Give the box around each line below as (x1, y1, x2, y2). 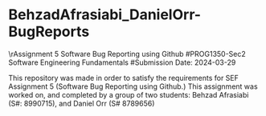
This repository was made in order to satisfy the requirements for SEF (8, 73, 239, 82)
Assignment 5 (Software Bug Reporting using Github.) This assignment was (8, 82, 259, 91)
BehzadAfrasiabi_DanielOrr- (8, 6, 202, 24)
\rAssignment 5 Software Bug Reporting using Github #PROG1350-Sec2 (8, 49, 247, 58)
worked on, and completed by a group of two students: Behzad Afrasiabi (8, 90, 249, 99)
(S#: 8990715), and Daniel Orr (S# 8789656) (8, 98, 155, 108)
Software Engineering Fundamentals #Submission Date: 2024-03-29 (8, 58, 236, 67)
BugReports (8, 22, 90, 41)
